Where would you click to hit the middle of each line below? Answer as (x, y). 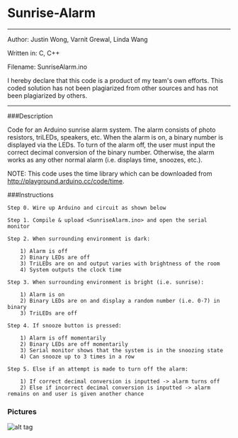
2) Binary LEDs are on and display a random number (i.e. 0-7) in (120, 301)
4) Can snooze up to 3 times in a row (77, 356)
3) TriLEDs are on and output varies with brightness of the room (120, 264)
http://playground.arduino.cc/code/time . (66, 181)
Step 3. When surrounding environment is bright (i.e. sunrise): (106, 282)
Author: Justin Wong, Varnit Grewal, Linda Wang (78, 39)
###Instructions (31, 195)
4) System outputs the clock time (71, 270)
